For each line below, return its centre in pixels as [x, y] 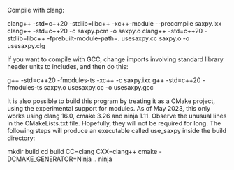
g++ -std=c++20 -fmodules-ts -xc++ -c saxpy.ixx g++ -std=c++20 [104, 80]
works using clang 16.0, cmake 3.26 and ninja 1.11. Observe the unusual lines [117, 116]
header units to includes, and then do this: [68, 67]
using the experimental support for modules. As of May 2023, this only [109, 108]
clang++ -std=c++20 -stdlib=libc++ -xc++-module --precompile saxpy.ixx [115, 23]
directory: [21, 138]
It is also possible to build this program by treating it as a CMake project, [111, 101]
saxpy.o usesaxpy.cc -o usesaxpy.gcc [98, 87]
